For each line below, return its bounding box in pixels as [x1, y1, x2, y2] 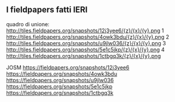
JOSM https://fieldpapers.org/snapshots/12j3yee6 [6, 64, 130, 71]
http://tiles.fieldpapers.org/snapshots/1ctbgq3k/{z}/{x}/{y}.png [6, 52, 161, 59]
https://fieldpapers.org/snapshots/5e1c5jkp [6, 83, 112, 90]
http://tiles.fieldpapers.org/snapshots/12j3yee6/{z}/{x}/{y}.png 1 [6, 27, 164, 34]
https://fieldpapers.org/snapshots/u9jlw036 [6, 76, 114, 84]
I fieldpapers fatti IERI [6, 5, 88, 15]
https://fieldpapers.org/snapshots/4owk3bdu [6, 70, 118, 77]
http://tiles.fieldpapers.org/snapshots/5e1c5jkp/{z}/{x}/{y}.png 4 [6, 46, 165, 53]
